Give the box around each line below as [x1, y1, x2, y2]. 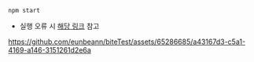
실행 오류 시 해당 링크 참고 [19, 21, 100, 31]
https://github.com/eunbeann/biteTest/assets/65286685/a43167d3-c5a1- [8, 37, 246, 46]
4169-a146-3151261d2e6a [8, 46, 92, 54]
